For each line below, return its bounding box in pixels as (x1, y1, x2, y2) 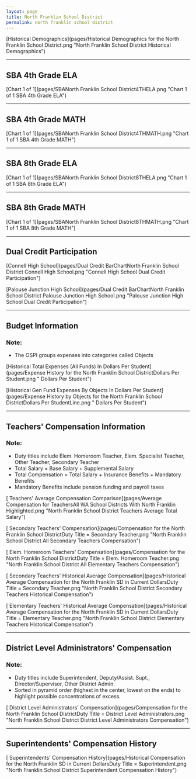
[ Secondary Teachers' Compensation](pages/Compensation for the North (6, 524, 185, 532)
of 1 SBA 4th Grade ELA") (6, 92, 67, 99)
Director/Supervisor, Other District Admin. (14, 680, 115, 687)
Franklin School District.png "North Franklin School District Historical (6, 41, 171, 49)
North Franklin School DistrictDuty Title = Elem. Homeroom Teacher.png (6, 555, 179, 562)
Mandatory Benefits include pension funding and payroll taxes (14, 483, 164, 490)
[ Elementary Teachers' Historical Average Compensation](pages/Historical (6, 602, 187, 609)
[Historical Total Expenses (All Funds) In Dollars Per (6, 363, 130, 370)
